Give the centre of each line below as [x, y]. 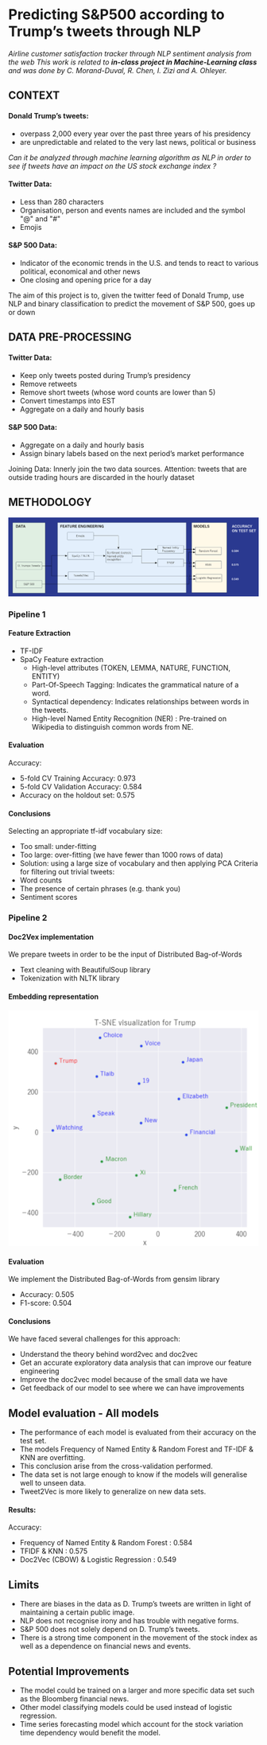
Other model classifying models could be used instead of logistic [126, 1707]
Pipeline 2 [28, 918]
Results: [22, 1509]
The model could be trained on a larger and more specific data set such [137, 1690]
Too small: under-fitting [58, 847]
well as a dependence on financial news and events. [105, 1646]
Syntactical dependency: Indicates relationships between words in [140, 701]
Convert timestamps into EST [68, 400]
